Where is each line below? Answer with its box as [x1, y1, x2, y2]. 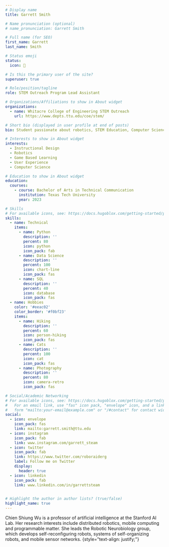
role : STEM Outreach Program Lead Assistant [5, 90, 100, 96]
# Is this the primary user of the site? [5, 72, 94, 77]
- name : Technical [10, 220, 49, 225]
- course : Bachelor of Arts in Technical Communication [14, 188, 134, 193]
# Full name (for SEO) [5, 35, 53, 40]
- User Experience [10, 160, 49, 165]
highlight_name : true [5, 501, 51, 506]
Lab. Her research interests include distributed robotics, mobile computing [5, 520, 159, 526]
